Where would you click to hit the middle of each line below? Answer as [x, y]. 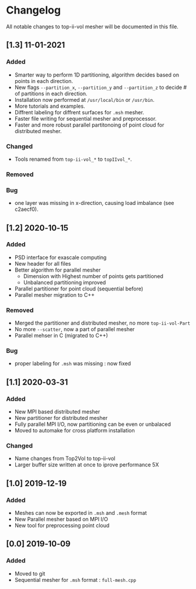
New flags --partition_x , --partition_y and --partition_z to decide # [101, 87]
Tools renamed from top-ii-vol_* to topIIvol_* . [73, 159]
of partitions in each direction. [51, 93]
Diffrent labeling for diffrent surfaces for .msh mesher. [79, 112]
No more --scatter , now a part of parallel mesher [75, 329]
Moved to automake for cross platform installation [75, 431]
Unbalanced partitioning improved [65, 282]
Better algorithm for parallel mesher [58, 270]
